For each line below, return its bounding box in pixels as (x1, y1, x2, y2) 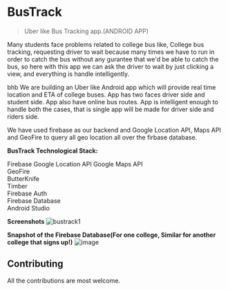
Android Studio (7, 204, 50, 212)
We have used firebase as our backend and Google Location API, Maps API (7, 126, 221, 134)
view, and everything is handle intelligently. (7, 70, 130, 78)
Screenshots (7, 217, 45, 225)
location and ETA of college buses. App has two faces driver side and (7, 90, 205, 99)
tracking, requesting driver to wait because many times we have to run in (7, 48, 215, 56)
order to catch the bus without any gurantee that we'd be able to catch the (7, 55, 219, 63)
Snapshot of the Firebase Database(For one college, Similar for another (7, 231, 216, 239)
